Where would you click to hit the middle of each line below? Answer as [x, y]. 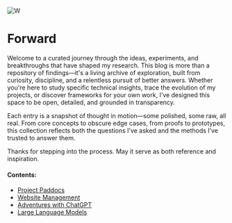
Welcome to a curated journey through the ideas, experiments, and [103, 58]
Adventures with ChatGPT [55, 205]
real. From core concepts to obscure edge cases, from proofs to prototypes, [116, 123]
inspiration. [23, 158]
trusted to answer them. [41, 138]
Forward [32, 39]
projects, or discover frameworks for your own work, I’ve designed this [109, 94]
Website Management [49, 197]
